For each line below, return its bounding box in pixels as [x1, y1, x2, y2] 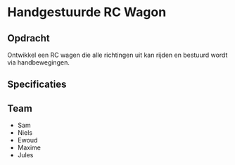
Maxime [17, 143, 41, 152]
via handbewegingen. [7, 58, 70, 67]
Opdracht [7, 32, 51, 44]
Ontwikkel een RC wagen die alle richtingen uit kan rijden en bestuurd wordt [7, 51, 228, 59]
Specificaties [7, 79, 67, 91]
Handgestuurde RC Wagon [7, 4, 167, 20]
